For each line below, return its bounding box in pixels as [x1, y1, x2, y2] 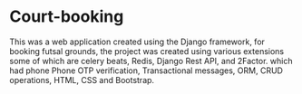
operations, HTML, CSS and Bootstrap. [9, 74, 155, 85]
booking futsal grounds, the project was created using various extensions [9, 45, 284, 56]
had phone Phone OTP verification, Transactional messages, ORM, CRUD [9, 65, 284, 76]
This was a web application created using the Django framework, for [9, 36, 266, 47]
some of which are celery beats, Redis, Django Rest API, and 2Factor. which [9, 55, 293, 66]
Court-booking [9, 6, 124, 27]
